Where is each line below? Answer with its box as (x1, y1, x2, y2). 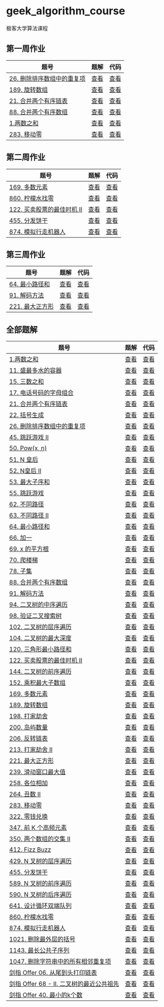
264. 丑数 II (9, 790, 41, 798)
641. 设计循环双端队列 (9, 902, 72, 910)
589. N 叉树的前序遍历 (9, 879, 72, 887)
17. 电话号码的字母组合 (9, 388, 74, 397)
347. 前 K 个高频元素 (9, 824, 67, 832)
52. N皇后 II (9, 467, 42, 475)
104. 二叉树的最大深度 (9, 634, 72, 642)
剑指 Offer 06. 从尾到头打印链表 (9, 968, 97, 977)
